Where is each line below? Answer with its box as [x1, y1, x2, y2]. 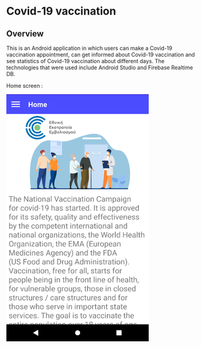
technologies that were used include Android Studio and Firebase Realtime [6, 64, 193, 71]
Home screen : [6, 82, 44, 89]
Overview [6, 29, 44, 39]
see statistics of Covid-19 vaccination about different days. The [6, 58, 165, 64]
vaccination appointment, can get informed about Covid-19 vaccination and [6, 51, 196, 58]
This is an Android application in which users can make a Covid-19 [6, 44, 172, 52]
